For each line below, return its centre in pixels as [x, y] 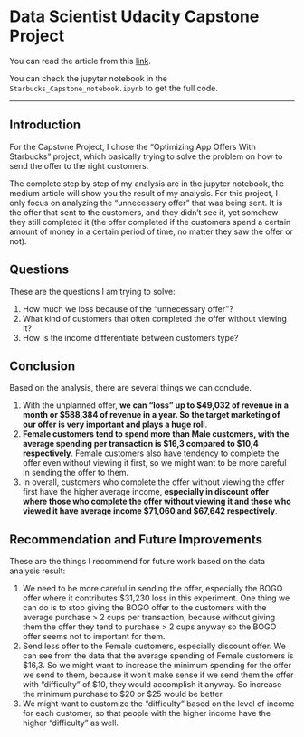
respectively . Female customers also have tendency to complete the [151, 453]
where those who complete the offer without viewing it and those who [157, 501]
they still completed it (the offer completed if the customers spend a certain [150, 222]
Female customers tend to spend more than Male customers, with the [156, 434]
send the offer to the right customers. [79, 165]
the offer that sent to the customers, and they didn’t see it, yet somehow [144, 212]
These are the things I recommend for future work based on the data [137, 562]
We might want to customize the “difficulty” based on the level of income [158, 704]
